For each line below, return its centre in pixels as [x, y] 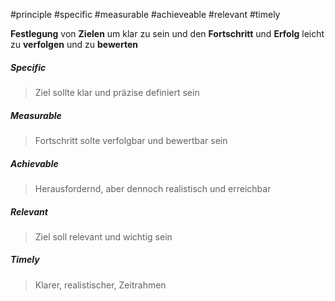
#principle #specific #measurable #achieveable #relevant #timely [145, 14]
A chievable [34, 163]
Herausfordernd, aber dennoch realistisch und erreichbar [153, 188]
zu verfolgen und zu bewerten [74, 44]
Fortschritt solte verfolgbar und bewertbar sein [131, 140]
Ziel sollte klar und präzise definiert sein [117, 92]
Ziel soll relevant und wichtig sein [103, 236]
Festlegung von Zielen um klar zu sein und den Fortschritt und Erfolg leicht [167, 33]
